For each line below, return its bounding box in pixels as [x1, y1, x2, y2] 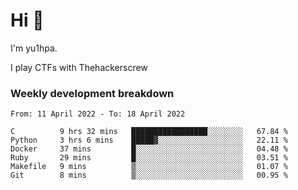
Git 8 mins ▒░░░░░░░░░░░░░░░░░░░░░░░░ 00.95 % [10, 170, 288, 181]
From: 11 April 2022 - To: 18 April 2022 [10, 109, 186, 119]
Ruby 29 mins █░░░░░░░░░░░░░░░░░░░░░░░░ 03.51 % [10, 153, 288, 163]
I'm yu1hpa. [10, 42, 58, 54]
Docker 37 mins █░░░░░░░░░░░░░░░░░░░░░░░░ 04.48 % [10, 144, 288, 154]
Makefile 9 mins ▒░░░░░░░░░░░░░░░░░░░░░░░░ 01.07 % [10, 162, 288, 172]
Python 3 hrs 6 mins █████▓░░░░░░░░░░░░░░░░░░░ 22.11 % [10, 135, 288, 146]
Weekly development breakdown [10, 86, 175, 100]
